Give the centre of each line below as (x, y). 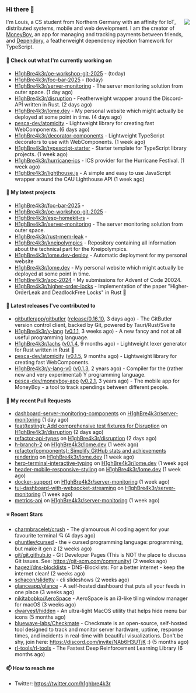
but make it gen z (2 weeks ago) (53, 549)
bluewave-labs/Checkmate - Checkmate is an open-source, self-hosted (101, 623)
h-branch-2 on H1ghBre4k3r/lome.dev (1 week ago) (76, 444)
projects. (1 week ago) (41, 154)
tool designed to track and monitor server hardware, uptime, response (99, 630)
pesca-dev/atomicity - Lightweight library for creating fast (84, 123)
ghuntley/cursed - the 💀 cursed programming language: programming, (99, 542)
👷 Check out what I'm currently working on (59, 60)
